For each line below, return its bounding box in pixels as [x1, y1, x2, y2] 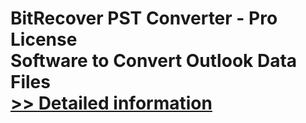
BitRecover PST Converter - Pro [10, 7, 278, 30]
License [10, 28, 78, 51]
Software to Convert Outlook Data [10, 50, 298, 72]
